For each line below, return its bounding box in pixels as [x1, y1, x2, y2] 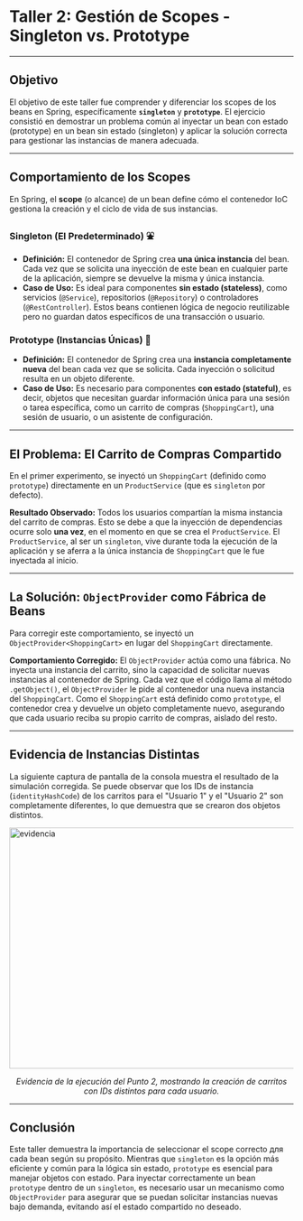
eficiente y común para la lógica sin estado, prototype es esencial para [9, 1163, 273, 1174]
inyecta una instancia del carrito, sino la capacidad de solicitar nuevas [9, 664, 271, 675]
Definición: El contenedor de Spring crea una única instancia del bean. [22, 253, 290, 264]
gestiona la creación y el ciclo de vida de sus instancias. [9, 203, 218, 214]
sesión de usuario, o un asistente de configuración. [22, 412, 214, 423]
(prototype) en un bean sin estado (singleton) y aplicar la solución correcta [9, 125, 288, 136]
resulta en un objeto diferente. [22, 373, 135, 385]
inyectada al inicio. [9, 555, 79, 565]
